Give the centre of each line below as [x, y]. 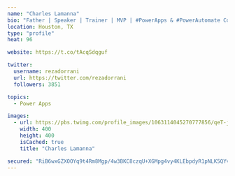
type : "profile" [31, 33]
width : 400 [36, 129]
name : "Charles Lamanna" [43, 14]
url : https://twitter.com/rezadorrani [70, 78]
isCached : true [42, 142]
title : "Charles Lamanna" [58, 148]
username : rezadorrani [47, 71]
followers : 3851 [37, 85]
